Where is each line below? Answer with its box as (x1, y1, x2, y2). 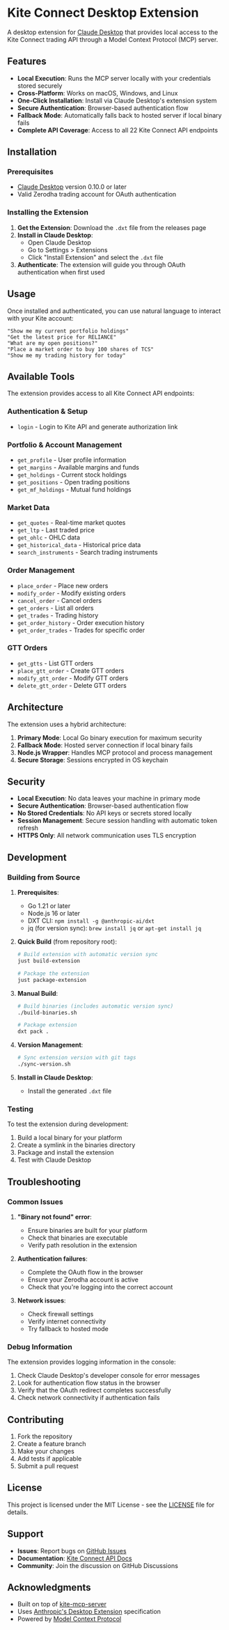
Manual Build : (17, 989, 58, 997)
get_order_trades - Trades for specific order (17, 626, 145, 634)
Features (7, 56, 47, 68)
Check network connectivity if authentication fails (17, 1394, 160, 1402)
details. (7, 1507, 29, 1516)
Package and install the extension (17, 1148, 114, 1157)
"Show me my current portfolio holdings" (7, 328, 129, 335)
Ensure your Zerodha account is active (27, 1275, 139, 1284)
